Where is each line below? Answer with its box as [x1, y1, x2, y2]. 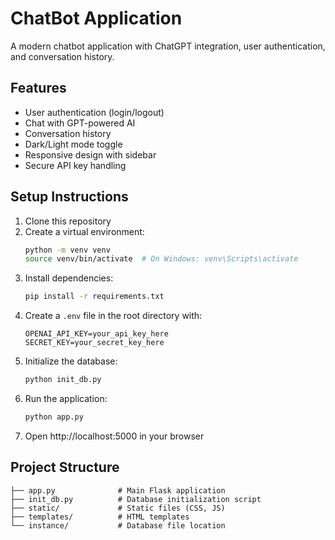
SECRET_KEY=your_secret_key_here [24, 338, 165, 348]
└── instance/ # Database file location [10, 520, 226, 531]
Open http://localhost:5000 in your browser [24, 430, 205, 442]
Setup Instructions [10, 188, 129, 206]
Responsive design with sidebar [24, 148, 157, 161]
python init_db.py [24, 375, 102, 385]
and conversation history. [10, 50, 115, 62]
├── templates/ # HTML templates [10, 512, 190, 522]
